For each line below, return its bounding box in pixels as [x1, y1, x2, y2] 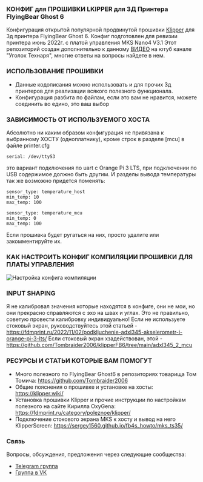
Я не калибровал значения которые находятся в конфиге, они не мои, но [6, 303, 195, 310]
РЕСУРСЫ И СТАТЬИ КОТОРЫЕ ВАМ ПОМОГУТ [6, 357, 153, 365]
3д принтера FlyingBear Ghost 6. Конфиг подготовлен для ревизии [6, 33, 178, 40]
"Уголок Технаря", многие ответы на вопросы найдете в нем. [6, 52, 165, 59]
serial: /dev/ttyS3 [6, 153, 56, 159]
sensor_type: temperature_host [6, 188, 85, 195]
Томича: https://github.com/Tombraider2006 [15, 377, 128, 384]
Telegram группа [15, 463, 59, 470]
